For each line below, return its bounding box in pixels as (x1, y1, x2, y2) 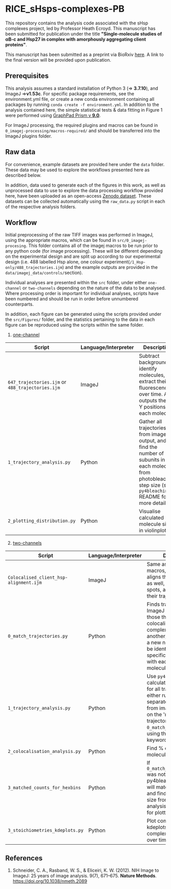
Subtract (139, 353, 160, 360)
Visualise (139, 508, 161, 515)
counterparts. (5, 301, 34, 307)
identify (139, 365, 157, 372)
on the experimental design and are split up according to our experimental (5, 253, 161, 260)
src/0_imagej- (117, 238, 148, 244)
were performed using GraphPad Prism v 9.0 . (5, 112, 101, 118)
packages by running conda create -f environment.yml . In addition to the (5, 101, 159, 107)
